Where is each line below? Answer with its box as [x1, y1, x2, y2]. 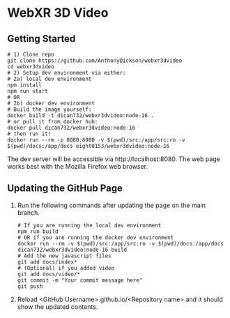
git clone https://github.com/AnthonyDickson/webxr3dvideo [7, 57, 183, 64]
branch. [17, 208, 40, 217]
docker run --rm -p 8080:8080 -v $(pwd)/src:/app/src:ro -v [7, 137, 186, 144]
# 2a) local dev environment [7, 75, 92, 82]
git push [17, 282, 43, 290]
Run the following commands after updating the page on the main [17, 201, 206, 209]
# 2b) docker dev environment [7, 100, 95, 107]
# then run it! [7, 130, 52, 137]
